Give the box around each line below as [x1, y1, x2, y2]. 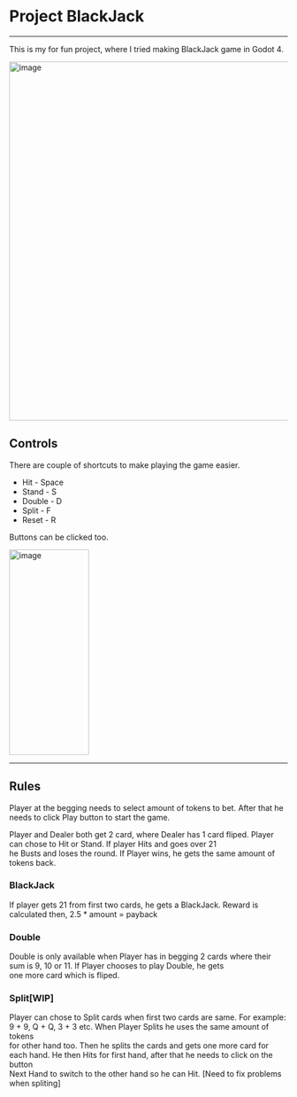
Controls [9, 436, 58, 451]
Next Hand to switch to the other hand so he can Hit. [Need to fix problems [9, 1069, 282, 1079]
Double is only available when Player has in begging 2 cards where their [9, 951, 271, 962]
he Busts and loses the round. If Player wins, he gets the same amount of [9, 848, 276, 859]
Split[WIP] [9, 992, 55, 1005]
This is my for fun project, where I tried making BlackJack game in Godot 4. [9, 43, 285, 54]
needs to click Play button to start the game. [9, 812, 171, 822]
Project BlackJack [9, 6, 145, 27]
